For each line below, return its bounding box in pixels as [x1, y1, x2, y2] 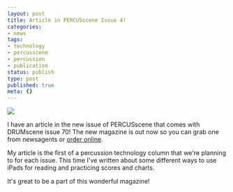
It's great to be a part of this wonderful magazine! [7, 177, 150, 186]
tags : [7, 36, 23, 43]
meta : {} [7, 88, 33, 95]
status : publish [7, 68, 54, 75]
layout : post [7, 10, 45, 17]
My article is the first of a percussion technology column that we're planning [7, 149, 227, 157]
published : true [7, 82, 54, 89]
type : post [7, 75, 39, 82]
